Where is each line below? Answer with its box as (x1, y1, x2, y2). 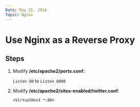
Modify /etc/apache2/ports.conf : (12, 68, 85, 74)
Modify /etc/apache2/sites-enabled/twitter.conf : (12, 88, 119, 94)
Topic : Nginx (5, 12, 33, 17)
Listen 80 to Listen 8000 (12, 77, 66, 84)
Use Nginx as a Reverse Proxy (5, 34, 135, 46)
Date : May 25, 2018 (5, 7, 47, 13)
